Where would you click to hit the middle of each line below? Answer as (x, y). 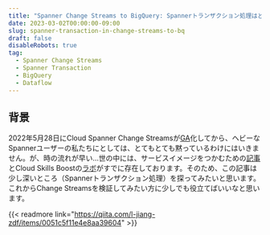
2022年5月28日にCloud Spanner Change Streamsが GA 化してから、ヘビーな (135, 138)
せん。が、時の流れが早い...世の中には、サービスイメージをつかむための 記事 (135, 158)
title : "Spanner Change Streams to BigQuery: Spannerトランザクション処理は (133, 16)
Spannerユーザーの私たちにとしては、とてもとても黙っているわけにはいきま (134, 148)
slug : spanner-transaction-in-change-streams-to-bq (96, 30)
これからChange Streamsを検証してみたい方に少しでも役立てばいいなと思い (134, 188)
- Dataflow (34, 83)
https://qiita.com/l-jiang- (115, 214)
